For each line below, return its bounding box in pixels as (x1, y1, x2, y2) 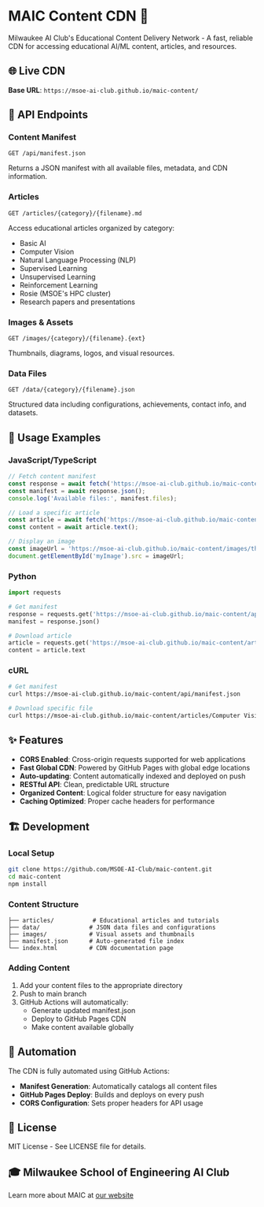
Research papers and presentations (19, 297, 136, 306)
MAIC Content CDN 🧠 (8, 7, 149, 25)
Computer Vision (19, 247, 75, 256)
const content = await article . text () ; (8, 523, 139, 531)
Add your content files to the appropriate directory (19, 980, 183, 990)
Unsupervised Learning (19, 272, 96, 281)
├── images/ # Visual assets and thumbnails (8, 930, 195, 938)
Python (8, 570, 37, 581)
